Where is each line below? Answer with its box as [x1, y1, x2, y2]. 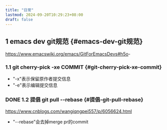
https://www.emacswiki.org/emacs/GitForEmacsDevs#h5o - [5, 51, 131, 57]
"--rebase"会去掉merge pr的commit [12, 118, 88, 125]
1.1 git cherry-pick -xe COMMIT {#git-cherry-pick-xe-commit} [5, 64, 162, 71]
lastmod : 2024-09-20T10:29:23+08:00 [5, 12, 83, 17]
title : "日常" [5, 7, 34, 13]
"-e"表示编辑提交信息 [12, 82, 58, 88]
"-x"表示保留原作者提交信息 [12, 76, 71, 82]
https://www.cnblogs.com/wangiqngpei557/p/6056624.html [5, 108, 132, 114]
